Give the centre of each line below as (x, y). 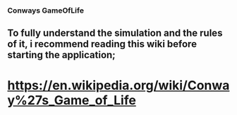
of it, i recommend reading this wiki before (102, 44)
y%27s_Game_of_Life (72, 100)
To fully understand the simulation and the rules (115, 33)
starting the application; (62, 55)
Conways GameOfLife (46, 11)
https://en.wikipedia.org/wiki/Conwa (119, 85)
